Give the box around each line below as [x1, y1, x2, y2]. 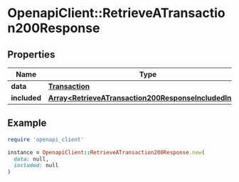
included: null [14, 162, 59, 169]
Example [7, 117, 47, 129]
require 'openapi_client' [7, 136, 84, 143]
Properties [7, 48, 55, 60]
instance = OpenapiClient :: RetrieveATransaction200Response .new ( [7, 149, 205, 156]
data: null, [14, 155, 50, 163]
